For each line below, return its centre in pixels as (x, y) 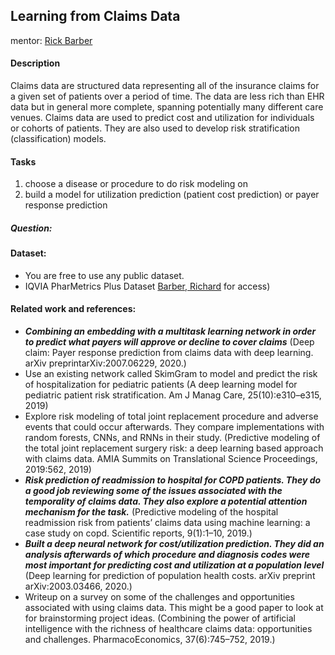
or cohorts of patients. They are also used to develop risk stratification (155, 128)
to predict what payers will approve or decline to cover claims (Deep (169, 342)
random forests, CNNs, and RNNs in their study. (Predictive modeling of (172, 437)
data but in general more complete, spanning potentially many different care (167, 107)
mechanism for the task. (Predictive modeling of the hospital (151, 512)
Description (35, 63)
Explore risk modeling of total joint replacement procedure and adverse (171, 416)
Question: (31, 228)
